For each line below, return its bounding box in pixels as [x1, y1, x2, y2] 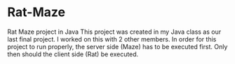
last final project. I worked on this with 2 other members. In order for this [7, 34, 217, 43]
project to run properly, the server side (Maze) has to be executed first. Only [7, 42, 228, 51]
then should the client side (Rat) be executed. [7, 50, 139, 58]
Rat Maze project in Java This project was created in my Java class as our [7, 27, 222, 36]
